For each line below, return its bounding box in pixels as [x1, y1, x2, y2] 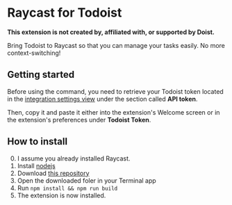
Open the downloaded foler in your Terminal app [17, 176, 156, 185]
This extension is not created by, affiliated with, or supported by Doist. [7, 28, 215, 36]
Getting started [7, 69, 75, 81]
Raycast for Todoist [7, 5, 122, 21]
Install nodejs [17, 161, 56, 170]
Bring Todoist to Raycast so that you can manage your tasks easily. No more [7, 41, 226, 49]
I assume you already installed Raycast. [17, 154, 131, 163]
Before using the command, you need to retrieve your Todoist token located [7, 87, 224, 95]
